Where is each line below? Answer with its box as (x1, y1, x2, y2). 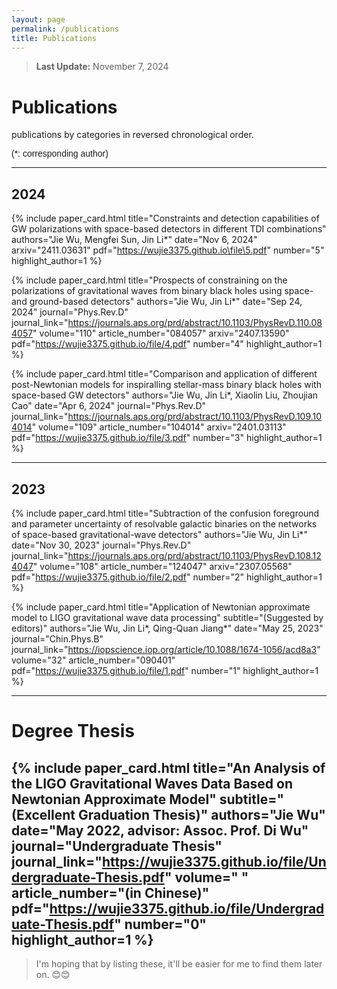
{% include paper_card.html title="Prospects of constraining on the (11, 274, 288, 286)
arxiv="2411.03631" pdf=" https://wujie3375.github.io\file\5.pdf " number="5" (11, 244, 325, 256)
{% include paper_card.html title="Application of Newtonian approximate (11, 601, 311, 613)
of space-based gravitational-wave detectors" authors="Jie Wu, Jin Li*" (11, 528, 308, 540)
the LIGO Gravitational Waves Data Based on (11, 775, 294, 792)
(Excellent (11, 806, 76, 823)
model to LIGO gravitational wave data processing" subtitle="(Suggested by (11, 611, 324, 623)
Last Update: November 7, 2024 (35, 61, 169, 73)
